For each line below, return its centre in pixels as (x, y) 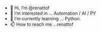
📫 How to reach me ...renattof (42, 24)
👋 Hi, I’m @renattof (30, 8)
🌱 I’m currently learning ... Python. (45, 19)
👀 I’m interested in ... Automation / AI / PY (53, 13)
